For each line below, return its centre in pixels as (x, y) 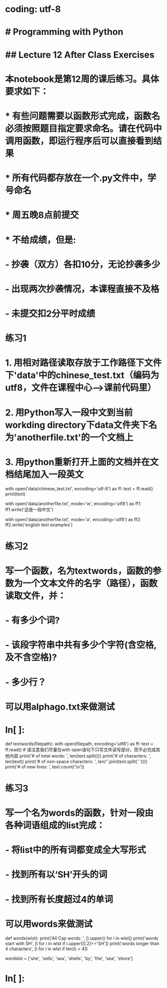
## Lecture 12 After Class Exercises (80, 55)
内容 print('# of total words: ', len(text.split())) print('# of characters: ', (80, 756)
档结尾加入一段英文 (44, 474)
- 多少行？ (26, 682)
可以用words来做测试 (49, 924)
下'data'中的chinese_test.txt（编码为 (82, 376)
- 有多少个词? (33, 620)
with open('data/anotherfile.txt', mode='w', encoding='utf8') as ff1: (73, 503)
